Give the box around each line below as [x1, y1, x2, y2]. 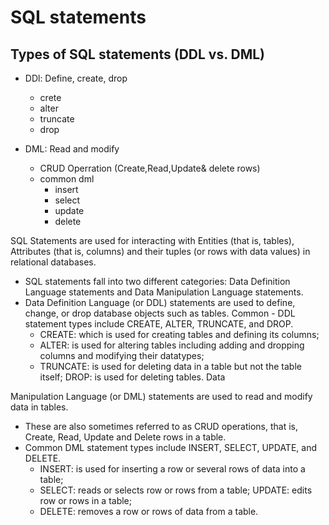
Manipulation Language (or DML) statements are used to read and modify [10, 391, 313, 402]
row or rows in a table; [39, 495, 132, 506]
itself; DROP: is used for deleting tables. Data [39, 371, 226, 383]
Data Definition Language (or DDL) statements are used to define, [24, 297, 296, 308]
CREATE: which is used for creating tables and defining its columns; [39, 329, 320, 340]
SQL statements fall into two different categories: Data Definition [24, 276, 291, 287]
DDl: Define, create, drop [24, 72, 128, 84]
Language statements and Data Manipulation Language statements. [24, 286, 304, 298]
